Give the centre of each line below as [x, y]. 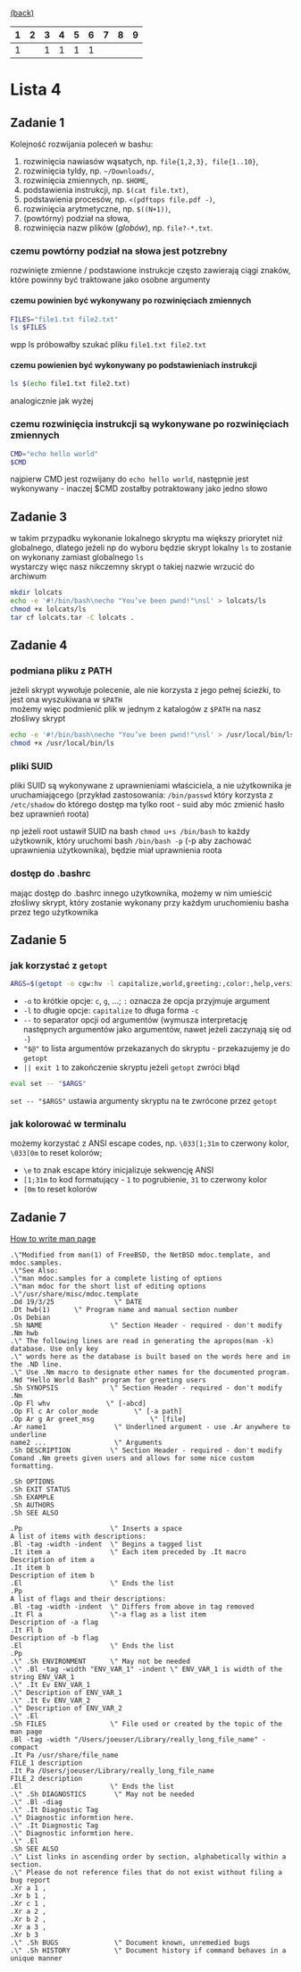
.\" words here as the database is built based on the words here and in [150, 1357]
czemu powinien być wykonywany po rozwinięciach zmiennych [131, 300]
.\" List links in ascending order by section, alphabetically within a [148, 1857]
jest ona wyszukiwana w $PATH [67, 699]
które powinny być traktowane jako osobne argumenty [110, 280]
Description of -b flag [54, 1638]
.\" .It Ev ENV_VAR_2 [50, 1700]
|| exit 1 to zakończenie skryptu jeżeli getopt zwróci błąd [131, 1067]
